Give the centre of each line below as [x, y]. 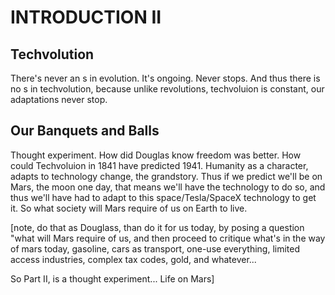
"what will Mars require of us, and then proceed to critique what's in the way [168, 238]
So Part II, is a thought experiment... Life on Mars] [112, 278]
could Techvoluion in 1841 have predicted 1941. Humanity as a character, [159, 165]
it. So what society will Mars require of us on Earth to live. [129, 208]
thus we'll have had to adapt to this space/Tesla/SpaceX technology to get [163, 197]
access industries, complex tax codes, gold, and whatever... [133, 259]
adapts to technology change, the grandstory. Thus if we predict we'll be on [166, 176]
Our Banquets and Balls [85, 131]
